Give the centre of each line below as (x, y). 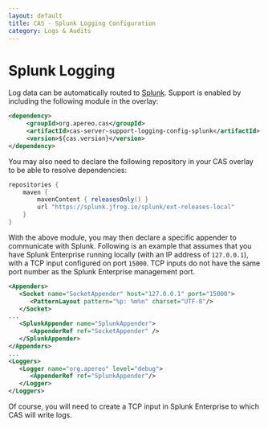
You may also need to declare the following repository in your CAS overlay (131, 161)
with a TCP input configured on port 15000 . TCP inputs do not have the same (134, 263)
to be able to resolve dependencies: (68, 170)
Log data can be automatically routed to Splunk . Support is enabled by (125, 93)
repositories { (34, 185)
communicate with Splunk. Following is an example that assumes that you (130, 245)
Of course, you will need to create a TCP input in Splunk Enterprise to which (134, 406)
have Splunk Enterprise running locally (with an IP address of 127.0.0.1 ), (128, 254)
